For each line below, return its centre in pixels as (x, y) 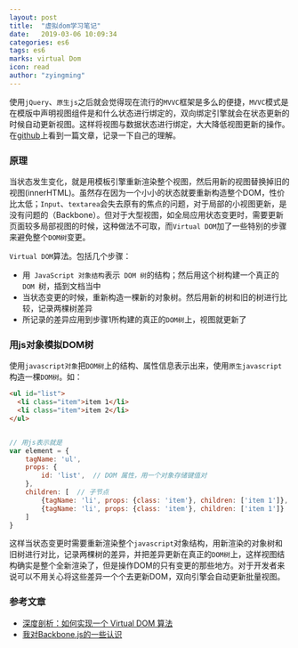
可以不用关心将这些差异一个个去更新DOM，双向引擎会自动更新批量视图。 (151, 577)
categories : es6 (39, 42)
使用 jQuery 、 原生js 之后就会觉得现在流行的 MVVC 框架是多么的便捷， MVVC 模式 (145, 101)
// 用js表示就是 (36, 442)
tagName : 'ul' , (53, 459)
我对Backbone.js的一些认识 (72, 634)
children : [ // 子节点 (67, 492)
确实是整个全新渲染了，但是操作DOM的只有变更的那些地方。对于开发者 (147, 565)
